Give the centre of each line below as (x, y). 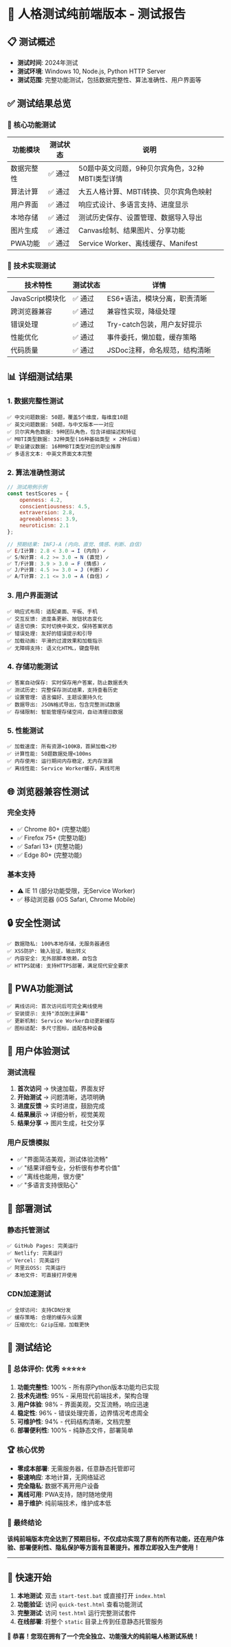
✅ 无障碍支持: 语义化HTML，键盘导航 (53, 648)
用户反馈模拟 (29, 1143)
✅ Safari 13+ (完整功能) (50, 846)
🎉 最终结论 (25, 1522)
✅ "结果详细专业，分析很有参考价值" (68, 1168)
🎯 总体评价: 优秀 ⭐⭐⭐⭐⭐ (47, 1369)
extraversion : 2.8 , (47, 513)
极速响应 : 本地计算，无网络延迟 (61, 1477)
